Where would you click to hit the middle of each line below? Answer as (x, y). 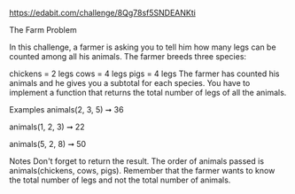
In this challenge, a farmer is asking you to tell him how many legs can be (143, 47)
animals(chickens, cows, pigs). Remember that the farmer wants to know (142, 171)
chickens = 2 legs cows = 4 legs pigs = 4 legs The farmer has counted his (144, 74)
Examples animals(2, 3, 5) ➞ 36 (66, 109)
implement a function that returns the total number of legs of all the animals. (148, 93)
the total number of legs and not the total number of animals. (120, 180)
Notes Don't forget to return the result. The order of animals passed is (136, 161)
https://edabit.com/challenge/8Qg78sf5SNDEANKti (103, 13)
